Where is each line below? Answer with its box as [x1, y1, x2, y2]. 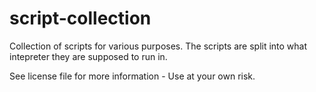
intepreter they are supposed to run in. [9, 50, 168, 62]
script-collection [9, 7, 152, 30]
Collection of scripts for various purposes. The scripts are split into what [9, 40, 308, 52]
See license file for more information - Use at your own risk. [9, 70, 256, 82]
